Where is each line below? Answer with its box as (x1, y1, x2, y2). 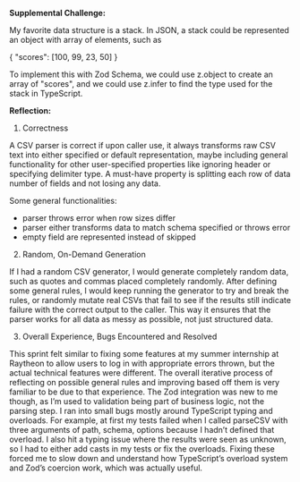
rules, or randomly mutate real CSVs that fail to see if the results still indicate (9, 295, 291, 305)
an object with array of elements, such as (9, 35, 162, 45)
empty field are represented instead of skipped (21, 232, 197, 242)
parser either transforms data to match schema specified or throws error (21, 223, 291, 233)
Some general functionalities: (9, 196, 117, 206)
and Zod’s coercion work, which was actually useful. (9, 462, 203, 473)
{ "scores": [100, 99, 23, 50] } (9, 52, 118, 62)
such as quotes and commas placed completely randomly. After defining (9, 276, 278, 286)
